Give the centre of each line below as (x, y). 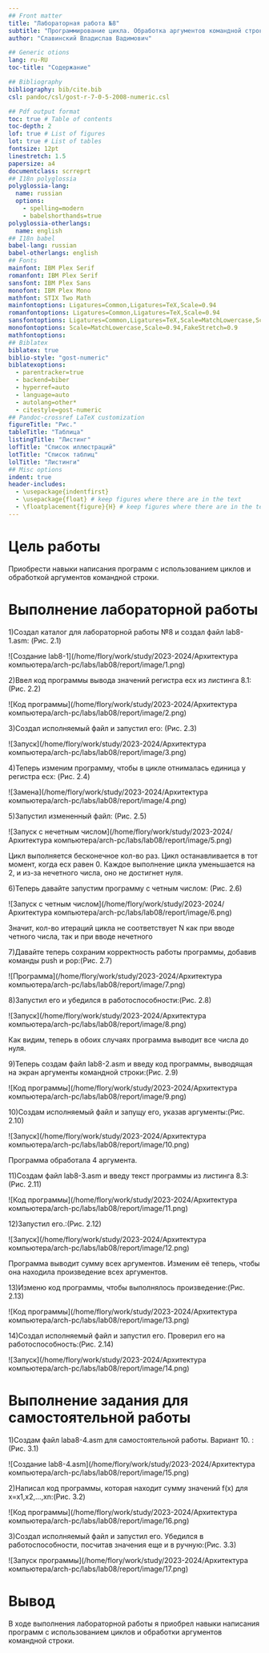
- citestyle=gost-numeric (59, 410)
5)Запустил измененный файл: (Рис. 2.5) (78, 816)
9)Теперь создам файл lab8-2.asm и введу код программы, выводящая (131, 1063)
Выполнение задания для (98, 1400)
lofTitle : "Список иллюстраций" (62, 447)
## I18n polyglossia (43, 179)
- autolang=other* (46, 402)
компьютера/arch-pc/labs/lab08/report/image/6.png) (143, 912)
